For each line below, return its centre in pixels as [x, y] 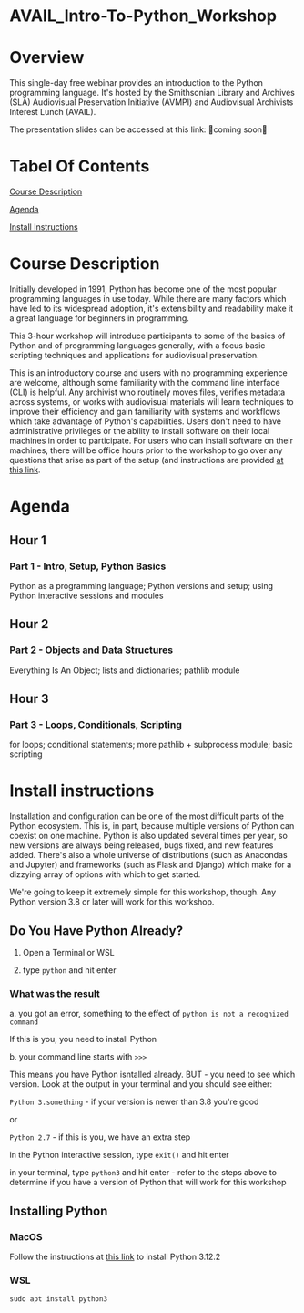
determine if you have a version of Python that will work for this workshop [148, 1183]
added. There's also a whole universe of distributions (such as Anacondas [149, 855]
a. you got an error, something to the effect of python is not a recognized [149, 1014]
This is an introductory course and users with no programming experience [149, 373]
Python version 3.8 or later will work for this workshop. [112, 902]
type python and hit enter [69, 970]
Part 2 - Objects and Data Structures [91, 650]
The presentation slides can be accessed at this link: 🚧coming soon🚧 [139, 129]
